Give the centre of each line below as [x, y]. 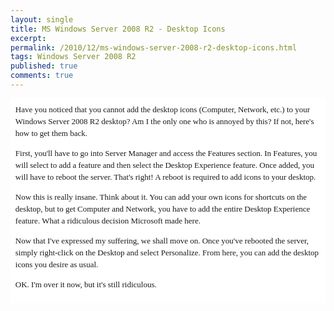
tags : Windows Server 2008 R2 [73, 57]
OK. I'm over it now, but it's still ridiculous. [85, 284]
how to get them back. [51, 132]
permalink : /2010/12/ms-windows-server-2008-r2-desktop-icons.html [154, 47]
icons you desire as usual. [56, 264]
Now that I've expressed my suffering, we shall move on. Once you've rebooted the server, [162, 240]
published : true [44, 66]
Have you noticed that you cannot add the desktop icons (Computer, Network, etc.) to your [162, 109]
